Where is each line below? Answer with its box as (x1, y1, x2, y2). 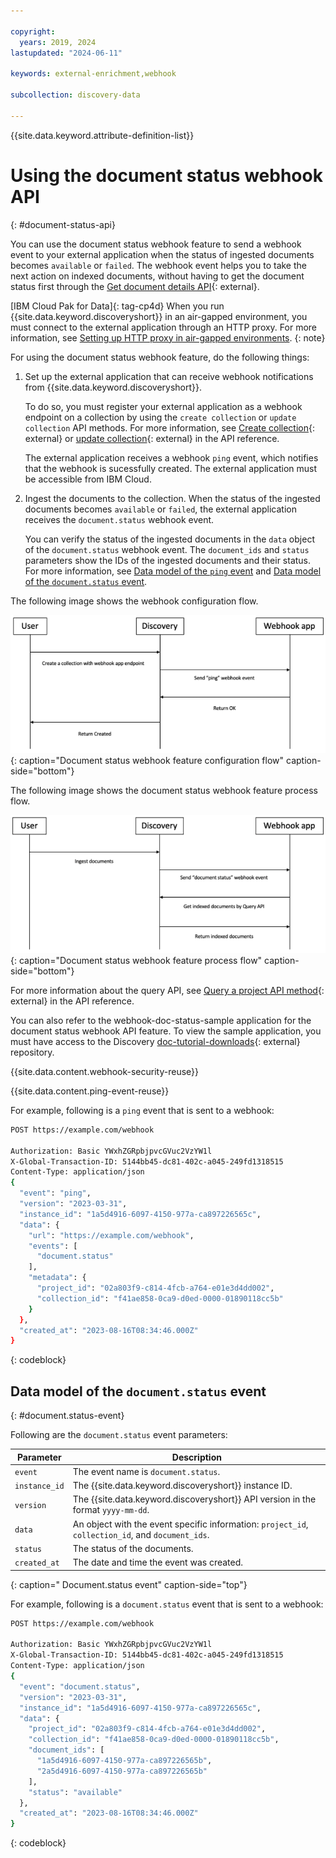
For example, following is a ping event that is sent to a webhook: (10, 1104, 275, 1116)
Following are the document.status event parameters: (10, 1429, 228, 1441)
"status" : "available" (28, 1787, 123, 1797)
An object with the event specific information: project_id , (72, 1518, 309, 1530)
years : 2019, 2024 (19, 37, 97, 47)
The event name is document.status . (72, 1465, 221, 1477)
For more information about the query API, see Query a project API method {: (10, 984, 325, 996)
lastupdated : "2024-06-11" (10, 48, 123, 58)
